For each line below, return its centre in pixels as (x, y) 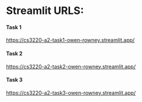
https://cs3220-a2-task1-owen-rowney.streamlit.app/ (70, 40)
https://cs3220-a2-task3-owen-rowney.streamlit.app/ (71, 93)
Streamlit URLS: (45, 11)
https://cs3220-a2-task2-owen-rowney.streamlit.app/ (71, 66)
